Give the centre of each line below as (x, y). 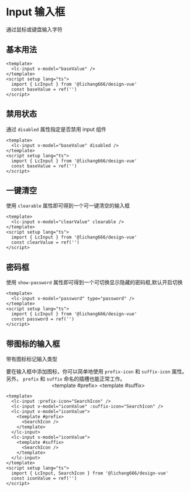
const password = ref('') (43, 319)
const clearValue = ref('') (46, 242)
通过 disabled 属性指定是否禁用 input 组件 (56, 129)
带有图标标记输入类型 (32, 359)
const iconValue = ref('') (44, 478)
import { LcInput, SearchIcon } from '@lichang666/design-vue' (90, 473)
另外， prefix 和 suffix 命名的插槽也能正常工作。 (66, 379)
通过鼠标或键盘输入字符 (34, 29)
